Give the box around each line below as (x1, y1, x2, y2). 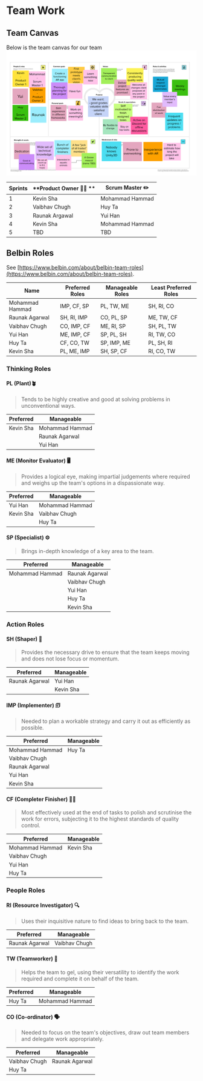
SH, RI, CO (147, 302, 174, 310)
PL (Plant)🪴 (6, 380, 37, 387)
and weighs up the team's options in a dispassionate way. (21, 479, 165, 487)
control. (21, 822, 40, 829)
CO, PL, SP (100, 314, 127, 321)
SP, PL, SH (100, 331, 127, 338)
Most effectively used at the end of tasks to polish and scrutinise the (21, 809, 192, 816)
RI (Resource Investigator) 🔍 (6, 901, 80, 909)
